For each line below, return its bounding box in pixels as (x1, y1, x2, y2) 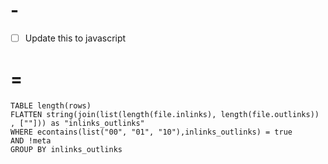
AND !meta (10, 135, 52, 146)
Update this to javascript (24, 32, 127, 44)
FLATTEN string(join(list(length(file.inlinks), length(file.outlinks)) (10, 109, 320, 119)
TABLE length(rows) (10, 100, 92, 111)
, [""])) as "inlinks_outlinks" (10, 118, 145, 128)
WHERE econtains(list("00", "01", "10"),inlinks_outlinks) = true (10, 127, 293, 137)
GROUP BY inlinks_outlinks (10, 144, 123, 154)
